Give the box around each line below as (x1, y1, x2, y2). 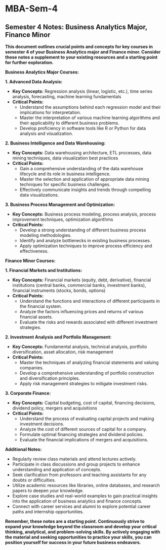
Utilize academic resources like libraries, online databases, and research (12, 482, 160, 488)
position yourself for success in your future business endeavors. (5, 540, 141, 545)
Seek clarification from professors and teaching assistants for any (12, 472, 147, 478)
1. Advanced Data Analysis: (5, 79, 63, 84)
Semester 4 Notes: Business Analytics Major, (5, 23, 147, 31)
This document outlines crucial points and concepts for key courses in (5, 44, 153, 50)
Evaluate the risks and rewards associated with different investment (19, 319, 158, 325)
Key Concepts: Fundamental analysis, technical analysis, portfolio (12, 344, 147, 349)
